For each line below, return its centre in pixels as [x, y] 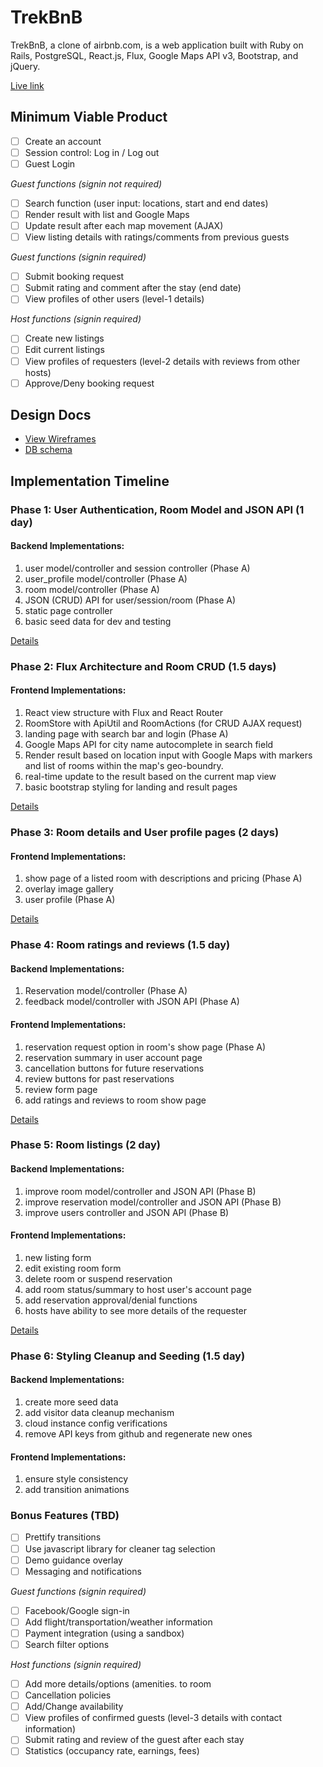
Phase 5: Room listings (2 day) [85, 1145]
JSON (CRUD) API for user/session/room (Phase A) [130, 600]
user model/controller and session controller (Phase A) [137, 568]
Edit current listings [64, 350]
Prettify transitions [63, 1537]
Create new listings [64, 338]
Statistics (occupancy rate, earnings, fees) [112, 1751]
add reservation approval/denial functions [111, 1300]
